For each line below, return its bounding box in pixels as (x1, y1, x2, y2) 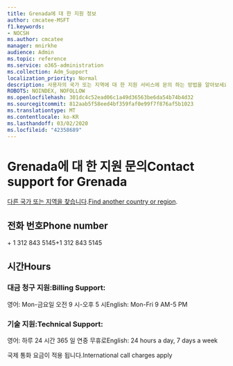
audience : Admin (7, 49, 54, 56)
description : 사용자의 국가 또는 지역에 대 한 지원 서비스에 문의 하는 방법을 (7, 81, 202, 88)
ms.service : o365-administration (7, 62, 104, 69)
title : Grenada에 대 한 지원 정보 (7, 10, 97, 17)
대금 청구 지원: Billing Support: (7, 283, 106, 292)
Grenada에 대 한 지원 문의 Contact (7, 158, 195, 174)
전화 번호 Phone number (7, 219, 108, 231)
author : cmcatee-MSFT (7, 17, 70, 24)
